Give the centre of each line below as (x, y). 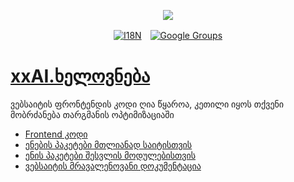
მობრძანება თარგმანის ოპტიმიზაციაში (92, 114)
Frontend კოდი (56, 134)
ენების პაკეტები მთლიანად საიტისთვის (108, 144)
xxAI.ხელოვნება (80, 76)
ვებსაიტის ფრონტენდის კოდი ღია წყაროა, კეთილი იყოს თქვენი (147, 104)
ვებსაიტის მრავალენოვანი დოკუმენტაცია (113, 166)
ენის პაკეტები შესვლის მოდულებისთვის (110, 155)
